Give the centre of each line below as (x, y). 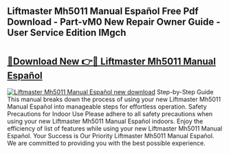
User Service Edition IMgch (67, 33)
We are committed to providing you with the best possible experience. (107, 143)
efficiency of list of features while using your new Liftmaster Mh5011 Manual (115, 129)
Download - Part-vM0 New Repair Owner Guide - (114, 22)
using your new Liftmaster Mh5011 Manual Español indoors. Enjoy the (105, 121)
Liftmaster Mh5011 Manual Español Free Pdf (103, 11)
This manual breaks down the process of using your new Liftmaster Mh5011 (114, 99)
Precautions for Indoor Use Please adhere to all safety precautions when (110, 114)
